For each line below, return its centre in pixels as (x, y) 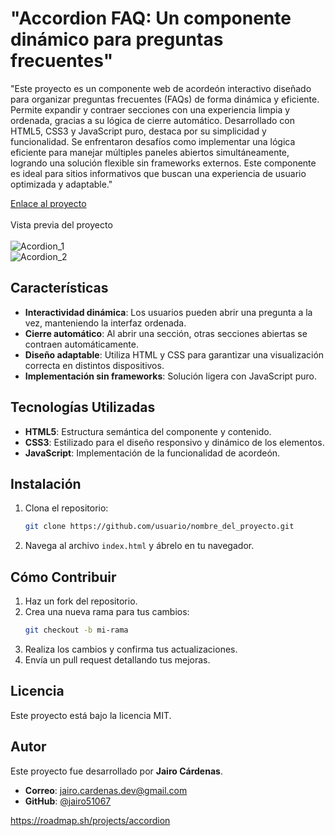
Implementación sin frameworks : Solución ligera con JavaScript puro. (170, 376)
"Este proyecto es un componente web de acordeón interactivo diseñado (161, 88)
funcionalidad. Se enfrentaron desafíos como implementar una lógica (153, 141)
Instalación (46, 483)
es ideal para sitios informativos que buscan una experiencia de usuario (158, 173)
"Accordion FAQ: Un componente (151, 18)
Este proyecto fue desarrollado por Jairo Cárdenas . (116, 771)
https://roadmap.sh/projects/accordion (90, 820)
